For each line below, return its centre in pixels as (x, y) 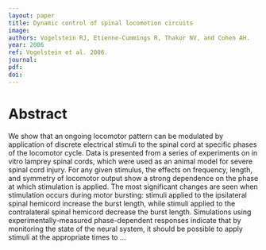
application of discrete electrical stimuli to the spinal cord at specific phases (133, 144)
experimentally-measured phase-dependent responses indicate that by (125, 220)
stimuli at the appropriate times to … (67, 237)
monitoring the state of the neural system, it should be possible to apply (126, 229)
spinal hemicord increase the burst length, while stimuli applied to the (122, 203)
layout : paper (32, 15)
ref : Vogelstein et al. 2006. (58, 52)
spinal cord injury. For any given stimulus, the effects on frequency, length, (130, 169)
